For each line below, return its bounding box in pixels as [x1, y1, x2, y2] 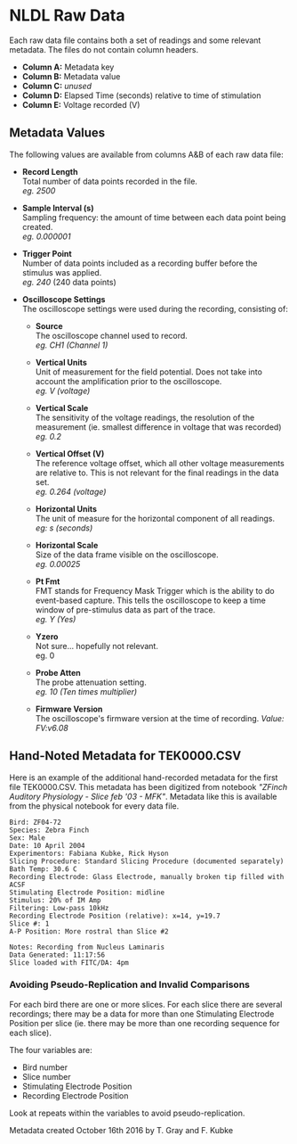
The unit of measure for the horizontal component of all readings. [35, 513, 276, 523]
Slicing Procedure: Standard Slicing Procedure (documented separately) [9, 857, 285, 866]
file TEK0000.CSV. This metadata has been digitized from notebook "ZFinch [9, 781, 287, 792]
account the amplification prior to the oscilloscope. [35, 375, 222, 386]
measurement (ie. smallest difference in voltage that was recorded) [35, 421, 282, 432]
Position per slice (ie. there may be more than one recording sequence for [9, 1017, 280, 1028]
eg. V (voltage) [35, 385, 91, 396]
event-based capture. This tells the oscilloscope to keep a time [35, 595, 267, 605]
